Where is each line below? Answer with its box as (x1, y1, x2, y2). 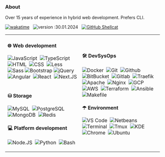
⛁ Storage (7, 93, 32, 99)
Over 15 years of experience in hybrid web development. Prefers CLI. (5, 15, 145, 21)
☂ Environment (82, 104, 119, 111)
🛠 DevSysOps (82, 52, 116, 59)
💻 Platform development (7, 125, 67, 131)
